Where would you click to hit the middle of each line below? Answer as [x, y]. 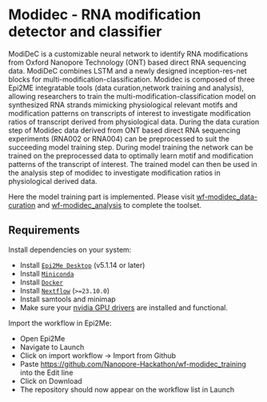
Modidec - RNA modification [105, 15]
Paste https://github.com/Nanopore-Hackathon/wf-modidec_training [133, 364]
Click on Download [51, 380]
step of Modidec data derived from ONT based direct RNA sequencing [124, 130]
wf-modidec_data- [227, 197]
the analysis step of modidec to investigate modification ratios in [115, 173]
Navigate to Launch [52, 347]
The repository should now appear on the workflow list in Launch [127, 389]
